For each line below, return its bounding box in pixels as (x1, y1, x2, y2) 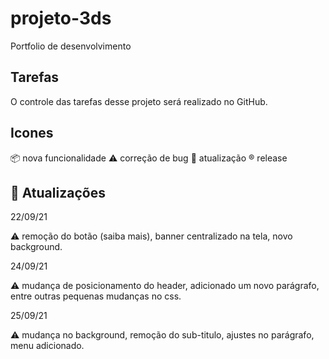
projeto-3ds (10, 7, 112, 30)
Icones (10, 125, 54, 142)
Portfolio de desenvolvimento (10, 40, 132, 52)
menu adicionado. (10, 340, 85, 352)
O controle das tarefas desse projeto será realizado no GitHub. (10, 95, 268, 107)
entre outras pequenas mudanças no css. (10, 290, 182, 302)
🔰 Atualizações (10, 184, 106, 201)
